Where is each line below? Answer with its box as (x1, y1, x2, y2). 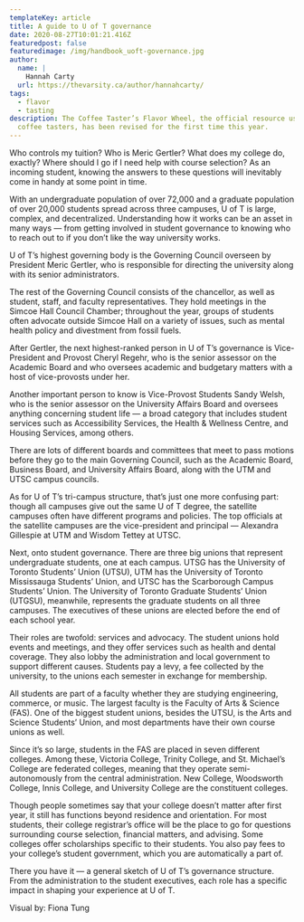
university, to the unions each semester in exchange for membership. (9, 670, 268, 681)
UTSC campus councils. (9, 474, 100, 484)
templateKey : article (9, 13, 91, 23)
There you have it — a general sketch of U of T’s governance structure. (9, 866, 274, 876)
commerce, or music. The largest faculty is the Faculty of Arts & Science (9, 698, 280, 708)
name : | (17, 64, 47, 73)
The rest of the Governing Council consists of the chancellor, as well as (9, 287, 275, 297)
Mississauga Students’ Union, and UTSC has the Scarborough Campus (9, 576, 274, 586)
